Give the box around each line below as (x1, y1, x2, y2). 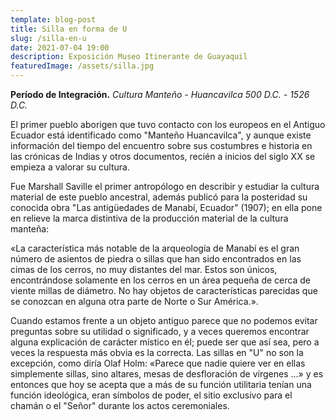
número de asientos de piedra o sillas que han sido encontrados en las (10, 253, 302, 265)
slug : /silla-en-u (10, 33, 87, 43)
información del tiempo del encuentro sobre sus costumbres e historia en (10, 140, 313, 151)
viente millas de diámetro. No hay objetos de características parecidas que (10, 285, 318, 296)
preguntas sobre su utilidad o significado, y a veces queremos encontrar (10, 326, 310, 337)
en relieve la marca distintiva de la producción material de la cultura (10, 212, 289, 224)
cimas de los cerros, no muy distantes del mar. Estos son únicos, (10, 264, 278, 275)
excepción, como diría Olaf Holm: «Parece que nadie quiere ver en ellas (10, 357, 306, 369)
